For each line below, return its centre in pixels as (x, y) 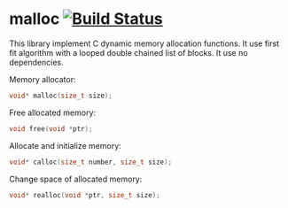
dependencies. (36, 62)
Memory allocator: (43, 79)
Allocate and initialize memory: (65, 145)
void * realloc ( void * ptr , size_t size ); (85, 195)
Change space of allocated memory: (76, 179)
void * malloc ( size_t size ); (61, 96)
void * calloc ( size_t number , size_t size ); (91, 162)
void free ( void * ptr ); (51, 128)
